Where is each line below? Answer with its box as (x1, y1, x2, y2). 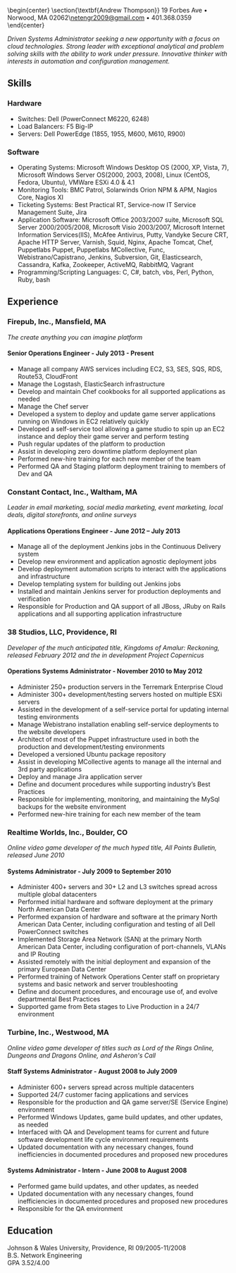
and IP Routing (17, 950, 61, 959)
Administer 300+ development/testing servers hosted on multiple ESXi (17, 690, 223, 698)
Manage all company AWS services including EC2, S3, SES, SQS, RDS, (17, 364, 223, 373)
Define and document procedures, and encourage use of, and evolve (17, 988, 218, 996)
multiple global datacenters (17, 890, 97, 899)
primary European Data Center (17, 965, 107, 974)
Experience (7, 296, 58, 308)
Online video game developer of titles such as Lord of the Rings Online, (7, 1043, 215, 1052)
